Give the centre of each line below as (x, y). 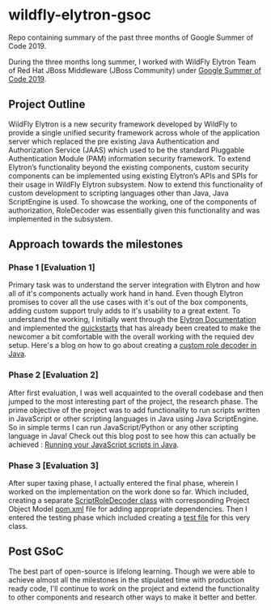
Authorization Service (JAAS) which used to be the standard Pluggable (127, 150)
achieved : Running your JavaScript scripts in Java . (94, 445)
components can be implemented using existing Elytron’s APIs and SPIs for (133, 175)
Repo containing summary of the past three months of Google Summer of (131, 37)
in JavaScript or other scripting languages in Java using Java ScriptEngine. (133, 419)
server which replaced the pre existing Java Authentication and (114, 141)
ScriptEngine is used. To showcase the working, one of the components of (133, 201)
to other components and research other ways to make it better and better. (133, 597)
